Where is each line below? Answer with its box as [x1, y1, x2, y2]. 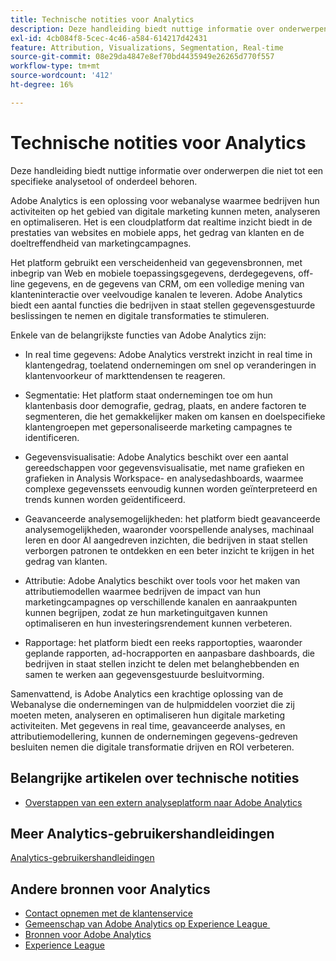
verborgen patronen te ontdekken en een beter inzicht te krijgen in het [24, 544, 315, 556]
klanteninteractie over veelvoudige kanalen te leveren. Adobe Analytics [10, 288, 303, 300]
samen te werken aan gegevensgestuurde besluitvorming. [24, 668, 265, 680]
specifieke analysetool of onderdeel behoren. [10, 175, 198, 187]
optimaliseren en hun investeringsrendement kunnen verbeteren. [24, 617, 293, 629]
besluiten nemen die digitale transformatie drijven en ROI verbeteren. [10, 741, 295, 753]
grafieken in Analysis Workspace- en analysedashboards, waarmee [24, 472, 304, 484]
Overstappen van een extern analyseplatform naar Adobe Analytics [24, 796, 303, 808]
